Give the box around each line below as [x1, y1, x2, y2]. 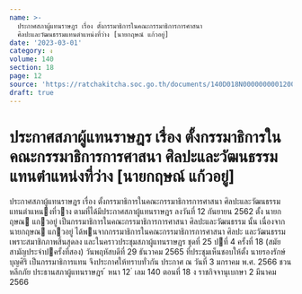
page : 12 [9, 72, 42, 81]
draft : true [9, 88, 54, 97]
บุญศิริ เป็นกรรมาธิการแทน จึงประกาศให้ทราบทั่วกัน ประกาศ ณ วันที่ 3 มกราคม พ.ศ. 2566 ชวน [9, 256, 292, 267]
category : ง [9, 47, 53, 56]
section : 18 [9, 64, 54, 73]
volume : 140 [9, 55, 54, 64]
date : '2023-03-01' [9, 38, 83, 48]
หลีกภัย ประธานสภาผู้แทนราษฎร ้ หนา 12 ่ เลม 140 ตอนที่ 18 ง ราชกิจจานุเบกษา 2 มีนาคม [9, 266, 277, 278]
